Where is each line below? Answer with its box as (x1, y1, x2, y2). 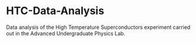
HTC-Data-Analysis (6, 4, 105, 18)
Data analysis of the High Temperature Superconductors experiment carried (6, 24, 191, 31)
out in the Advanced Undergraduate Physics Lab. (6, 29, 125, 37)
